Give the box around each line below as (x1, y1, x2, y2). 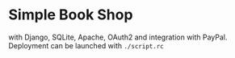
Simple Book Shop (8, 6, 133, 24)
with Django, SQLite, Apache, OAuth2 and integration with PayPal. (8, 32, 228, 42)
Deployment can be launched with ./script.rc (8, 40, 164, 50)
